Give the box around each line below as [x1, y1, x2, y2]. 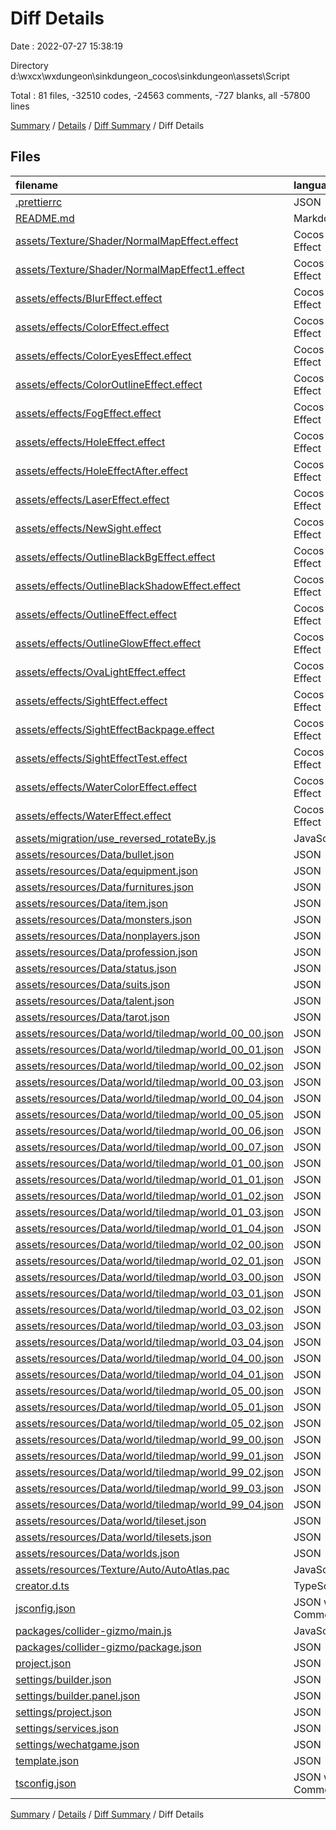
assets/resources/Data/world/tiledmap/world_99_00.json [15, 1432, 284, 1446]
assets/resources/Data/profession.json [15, 945, 198, 959]
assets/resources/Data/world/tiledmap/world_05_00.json [15, 1383, 284, 1397]
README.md [15, 211, 75, 225]
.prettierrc [15, 195, 63, 209]
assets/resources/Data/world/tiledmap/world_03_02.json [15, 1302, 284, 1316]
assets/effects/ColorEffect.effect [15, 320, 170, 334]
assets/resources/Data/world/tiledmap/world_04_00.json [15, 1351, 284, 1365]
